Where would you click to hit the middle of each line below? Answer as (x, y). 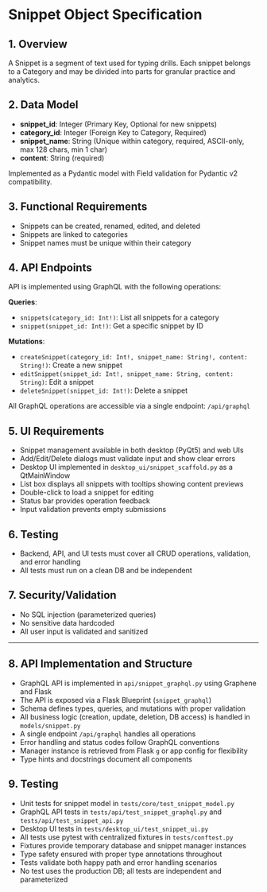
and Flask (36, 691)
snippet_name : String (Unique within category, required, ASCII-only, (132, 141)
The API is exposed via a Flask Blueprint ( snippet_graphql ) (116, 700)
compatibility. (31, 181)
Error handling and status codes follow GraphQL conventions (120, 742)
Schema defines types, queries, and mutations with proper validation (133, 708)
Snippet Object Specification (105, 15)
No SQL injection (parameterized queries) (88, 615)
